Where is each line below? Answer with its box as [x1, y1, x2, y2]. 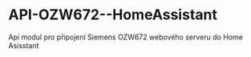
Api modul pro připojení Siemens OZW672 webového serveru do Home [8, 32, 243, 42]
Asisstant [8, 40, 39, 50]
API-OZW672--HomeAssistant [8, 6, 218, 24]
